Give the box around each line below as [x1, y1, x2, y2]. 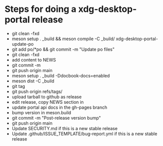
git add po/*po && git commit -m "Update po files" [11, 46, 115, 52]
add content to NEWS [11, 57, 56, 63]
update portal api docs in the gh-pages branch [11, 104, 108, 110]
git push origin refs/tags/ [11, 88, 63, 94]
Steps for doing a [4, 3, 77, 15]
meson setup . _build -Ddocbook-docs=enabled [11, 73, 110, 78]
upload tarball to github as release [11, 93, 82, 100]
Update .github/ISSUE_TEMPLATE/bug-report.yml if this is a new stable [11, 131, 158, 137]
